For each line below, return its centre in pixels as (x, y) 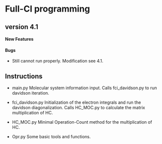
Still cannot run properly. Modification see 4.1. (58, 61)
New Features (19, 39)
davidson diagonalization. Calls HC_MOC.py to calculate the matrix (78, 108)
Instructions (24, 76)
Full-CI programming (48, 9)
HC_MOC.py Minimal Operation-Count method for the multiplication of (82, 122)
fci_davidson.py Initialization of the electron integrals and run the (76, 102)
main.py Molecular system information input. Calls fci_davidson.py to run (84, 88)
